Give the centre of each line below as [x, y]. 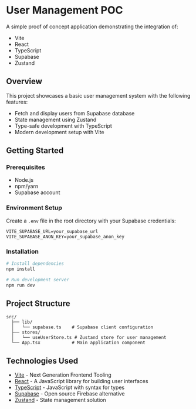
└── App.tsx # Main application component [78, 343]
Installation [23, 251]
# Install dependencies [35, 264]
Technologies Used [42, 360]
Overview [24, 82]
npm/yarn [26, 187]
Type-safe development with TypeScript [63, 126]
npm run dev [21, 285]
